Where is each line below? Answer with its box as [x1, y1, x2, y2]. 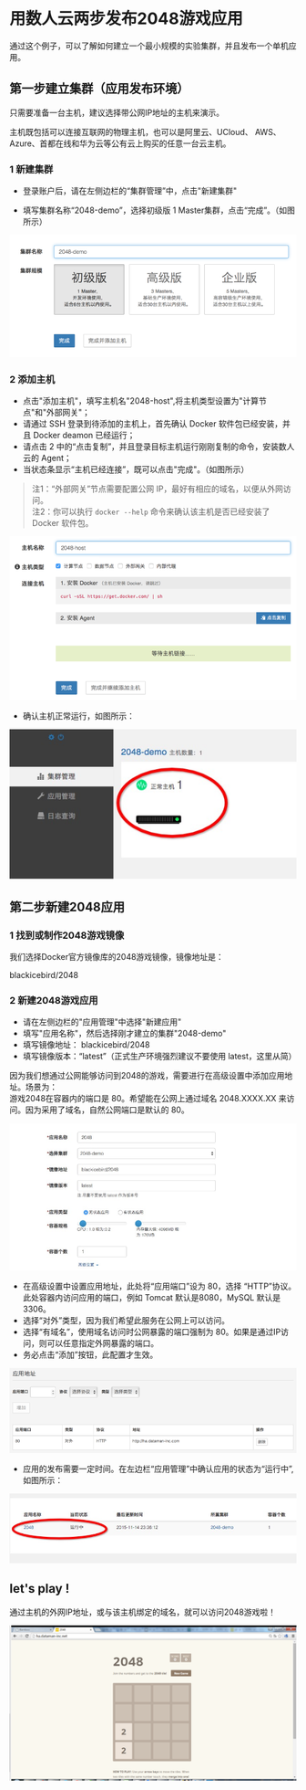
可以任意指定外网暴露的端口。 [46, 1338, 159, 1348]
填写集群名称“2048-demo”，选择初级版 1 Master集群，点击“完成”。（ [22, 205, 280, 216]
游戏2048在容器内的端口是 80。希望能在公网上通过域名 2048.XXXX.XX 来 [9, 1093, 287, 1104]
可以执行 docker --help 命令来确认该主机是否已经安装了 [60, 506, 270, 517]
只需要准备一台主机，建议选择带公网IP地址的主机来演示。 [9, 107, 225, 118]
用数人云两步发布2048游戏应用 [9, 8, 243, 29]
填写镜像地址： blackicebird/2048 [22, 1039, 150, 1050]
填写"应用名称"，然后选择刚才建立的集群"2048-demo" [22, 1028, 227, 1039]
